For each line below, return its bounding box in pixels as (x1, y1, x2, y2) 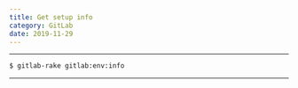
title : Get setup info (9, 12, 93, 22)
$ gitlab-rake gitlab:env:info (9, 62, 125, 70)
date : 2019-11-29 (9, 29, 74, 38)
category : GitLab (9, 21, 74, 30)
